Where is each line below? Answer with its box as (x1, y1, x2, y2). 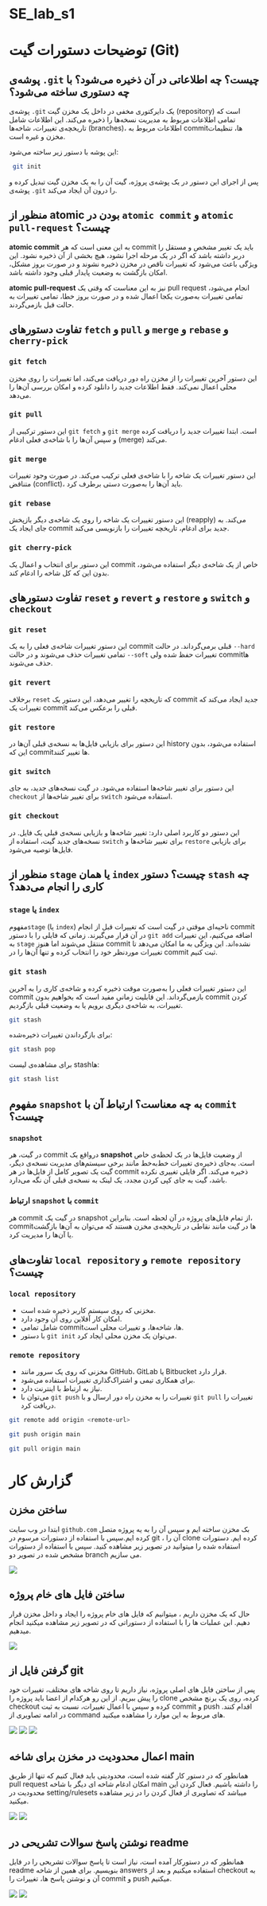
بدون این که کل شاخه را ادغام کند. (9, 568, 110, 577)
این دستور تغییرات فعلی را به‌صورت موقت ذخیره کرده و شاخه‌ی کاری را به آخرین (9, 983, 247, 993)
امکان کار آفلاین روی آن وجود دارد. (20, 1314, 122, 1323)
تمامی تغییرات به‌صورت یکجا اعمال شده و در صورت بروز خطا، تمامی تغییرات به (9, 291, 243, 301)
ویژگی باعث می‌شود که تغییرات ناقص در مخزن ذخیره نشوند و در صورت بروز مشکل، (9, 259, 257, 268)
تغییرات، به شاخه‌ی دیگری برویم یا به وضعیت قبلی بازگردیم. (9, 1000, 184, 1010)
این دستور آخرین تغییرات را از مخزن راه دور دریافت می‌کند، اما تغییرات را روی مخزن (9, 373, 257, 383)
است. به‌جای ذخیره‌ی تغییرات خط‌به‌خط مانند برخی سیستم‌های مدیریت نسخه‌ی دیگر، (9, 1158, 255, 1167)
